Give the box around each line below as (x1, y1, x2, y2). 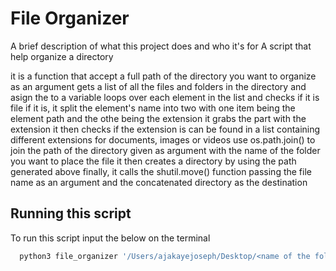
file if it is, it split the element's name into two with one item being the (10, 102, 296, 114)
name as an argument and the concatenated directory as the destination (10, 176, 308, 188)
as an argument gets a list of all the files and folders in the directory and (10, 80, 307, 92)
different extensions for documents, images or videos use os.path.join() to (10, 133, 316, 146)
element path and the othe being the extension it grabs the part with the (10, 112, 307, 124)
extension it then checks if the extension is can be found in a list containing (10, 123, 321, 135)
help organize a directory (10, 50, 114, 62)
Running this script (10, 205, 132, 222)
